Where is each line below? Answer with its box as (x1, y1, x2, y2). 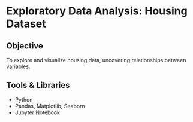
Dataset (6, 17, 46, 30)
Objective (6, 41, 44, 51)
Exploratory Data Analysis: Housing (6, 4, 188, 18)
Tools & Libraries (6, 80, 70, 90)
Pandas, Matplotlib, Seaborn (14, 102, 85, 109)
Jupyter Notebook (14, 109, 60, 116)
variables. (6, 63, 31, 70)
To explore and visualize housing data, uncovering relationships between (6, 57, 186, 63)
